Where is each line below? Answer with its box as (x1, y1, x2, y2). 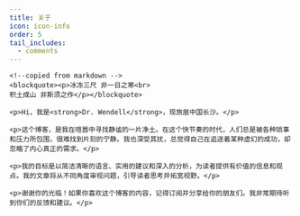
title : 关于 (9, 13, 51, 22)
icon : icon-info (9, 22, 70, 31)
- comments (17, 47, 59, 56)
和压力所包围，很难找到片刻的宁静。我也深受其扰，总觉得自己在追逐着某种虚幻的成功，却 (9, 135, 291, 144)
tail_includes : (9, 38, 67, 48)
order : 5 (9, 30, 42, 39)
